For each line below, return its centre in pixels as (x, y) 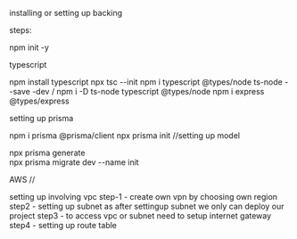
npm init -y (29, 47)
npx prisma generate (47, 152)
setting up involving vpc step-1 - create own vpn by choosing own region (144, 197)
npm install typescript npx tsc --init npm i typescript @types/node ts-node (146, 82)
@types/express (39, 101)
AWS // (22, 179)
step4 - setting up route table (63, 225)
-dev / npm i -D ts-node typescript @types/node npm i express (148, 91)
